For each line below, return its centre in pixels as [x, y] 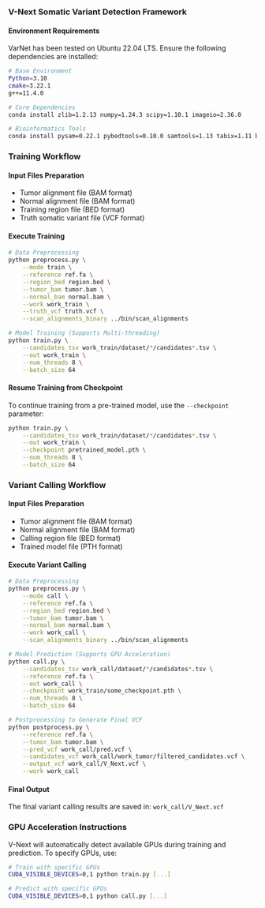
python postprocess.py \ [49, 727]
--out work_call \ [52, 684]
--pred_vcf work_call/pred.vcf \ [77, 749]
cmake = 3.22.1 [30, 85]
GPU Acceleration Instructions [68, 827]
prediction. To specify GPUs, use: [63, 853]
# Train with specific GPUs [54, 867]
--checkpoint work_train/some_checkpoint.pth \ [102, 691]
